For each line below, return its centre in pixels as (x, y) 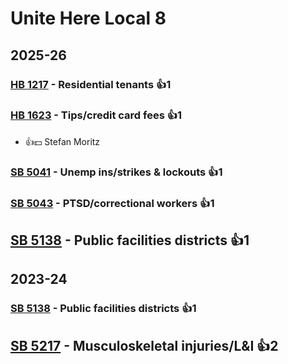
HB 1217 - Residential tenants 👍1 (91, 84)
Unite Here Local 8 (88, 18)
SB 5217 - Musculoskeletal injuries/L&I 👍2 (144, 345)
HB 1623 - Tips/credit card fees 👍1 (96, 115)
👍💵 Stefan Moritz (62, 141)
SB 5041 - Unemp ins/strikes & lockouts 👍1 (116, 172)
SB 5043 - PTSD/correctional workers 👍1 (112, 203)
